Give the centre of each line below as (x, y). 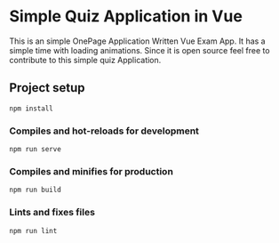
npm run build (36, 190)
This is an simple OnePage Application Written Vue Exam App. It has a (137, 41)
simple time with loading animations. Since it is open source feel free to (139, 50)
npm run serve (36, 150)
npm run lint (33, 231)
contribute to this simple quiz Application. (85, 60)
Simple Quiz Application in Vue (126, 16)
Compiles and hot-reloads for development (104, 131)
